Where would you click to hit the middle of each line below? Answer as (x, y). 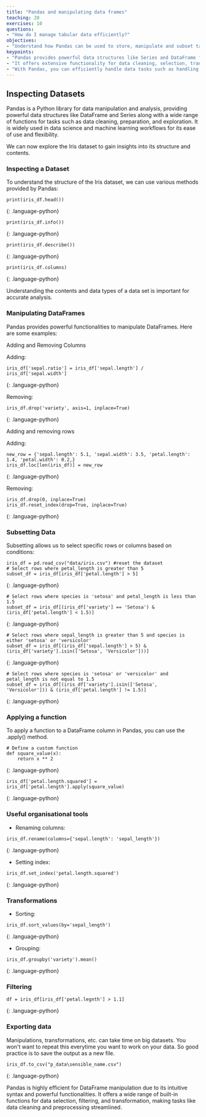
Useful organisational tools (48, 814)
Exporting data (29, 1027)
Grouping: (28, 948)
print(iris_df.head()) (35, 200)
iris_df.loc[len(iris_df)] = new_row (55, 465)
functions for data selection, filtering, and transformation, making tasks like (101, 1100)
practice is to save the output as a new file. (61, 1053)
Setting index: (33, 862)
